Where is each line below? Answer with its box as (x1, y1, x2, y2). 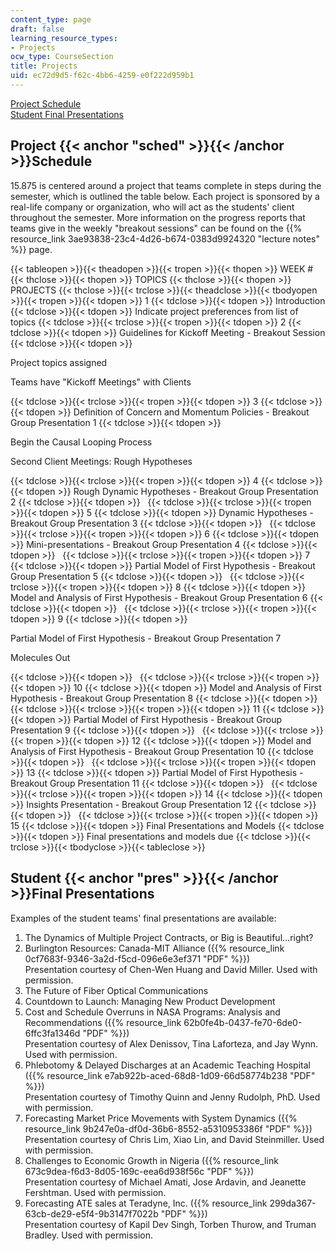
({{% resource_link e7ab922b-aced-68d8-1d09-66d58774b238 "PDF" (24, 1069, 316, 1081)
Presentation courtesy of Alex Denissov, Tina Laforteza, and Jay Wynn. (24, 1037, 319, 1050)
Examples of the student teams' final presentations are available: (10, 912, 277, 924)
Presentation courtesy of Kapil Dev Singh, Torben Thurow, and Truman (24, 1218, 317, 1230)
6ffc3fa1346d (24, 1027, 81, 1039)
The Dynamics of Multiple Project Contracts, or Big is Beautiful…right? (24, 931, 314, 943)
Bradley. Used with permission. (24, 1229, 154, 1241)
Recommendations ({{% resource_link (24, 1016, 182, 1028)
